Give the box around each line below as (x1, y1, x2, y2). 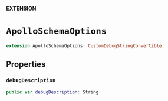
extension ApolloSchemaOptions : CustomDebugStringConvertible (6, 43, 162, 49)
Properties (6, 59, 46, 70)
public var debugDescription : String (6, 89, 99, 95)
